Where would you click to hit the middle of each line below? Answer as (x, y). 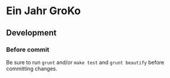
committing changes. (32, 69)
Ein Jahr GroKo (43, 11)
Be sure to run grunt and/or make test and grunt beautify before (85, 62)
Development (32, 33)
